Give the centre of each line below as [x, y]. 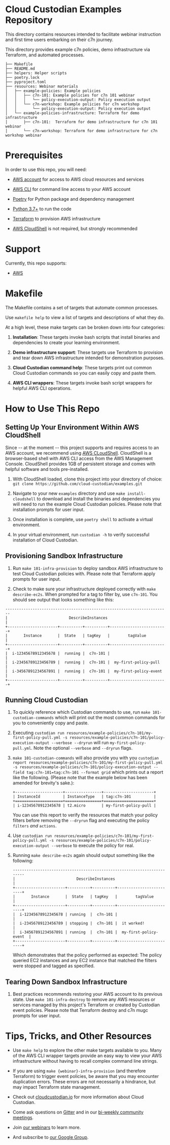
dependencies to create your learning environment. [66, 342]
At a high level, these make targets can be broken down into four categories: [85, 327]
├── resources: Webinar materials [42, 86]
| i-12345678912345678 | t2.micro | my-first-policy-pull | [84, 806]
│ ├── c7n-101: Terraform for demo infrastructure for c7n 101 [81, 122]
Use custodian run [32, 836]
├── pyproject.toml [26, 82]
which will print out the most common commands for [110, 718]
